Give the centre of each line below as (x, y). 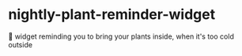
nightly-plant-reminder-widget (112, 15)
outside (21, 44)
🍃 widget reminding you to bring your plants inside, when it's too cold (121, 36)
